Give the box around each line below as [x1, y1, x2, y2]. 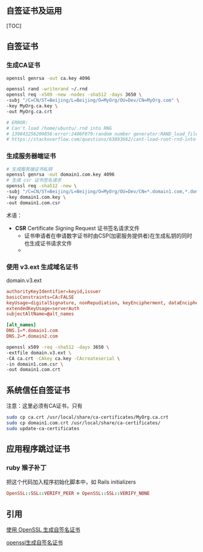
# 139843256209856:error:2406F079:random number [6, 131, 131, 137]
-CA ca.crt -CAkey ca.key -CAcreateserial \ [6, 355, 120, 362]
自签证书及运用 [6, 5, 62, 16]
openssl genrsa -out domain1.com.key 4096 [6, 171, 115, 178]
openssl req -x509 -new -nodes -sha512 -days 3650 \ [6, 91, 142, 98]
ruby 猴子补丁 [6, 464, 47, 472]
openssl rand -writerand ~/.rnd [6, 86, 88, 92]
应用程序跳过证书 [6, 444, 70, 454]
